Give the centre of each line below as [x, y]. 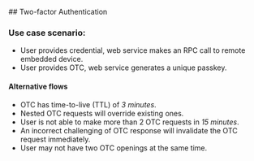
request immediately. [55, 139]
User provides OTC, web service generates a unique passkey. [123, 67]
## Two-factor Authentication [58, 12]
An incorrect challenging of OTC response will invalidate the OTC [129, 130]
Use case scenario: [47, 33]
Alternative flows [38, 86]
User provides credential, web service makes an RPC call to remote [133, 50]
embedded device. [52, 59]
